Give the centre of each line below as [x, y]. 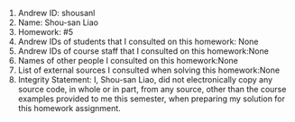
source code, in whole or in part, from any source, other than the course [152, 89]
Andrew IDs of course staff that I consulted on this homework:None [143, 51]
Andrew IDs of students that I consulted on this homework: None [138, 41]
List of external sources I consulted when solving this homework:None [149, 70]
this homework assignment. [69, 108]
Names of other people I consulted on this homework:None [128, 61]
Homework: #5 [46, 32]
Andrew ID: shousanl [56, 13]
